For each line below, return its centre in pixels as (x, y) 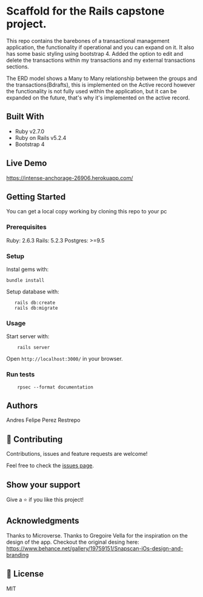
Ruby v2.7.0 (30, 131)
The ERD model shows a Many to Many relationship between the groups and (102, 78)
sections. (18, 66)
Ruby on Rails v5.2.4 (41, 138)
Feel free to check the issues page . (50, 465)
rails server (34, 348)
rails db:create (35, 302)
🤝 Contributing (35, 439)
